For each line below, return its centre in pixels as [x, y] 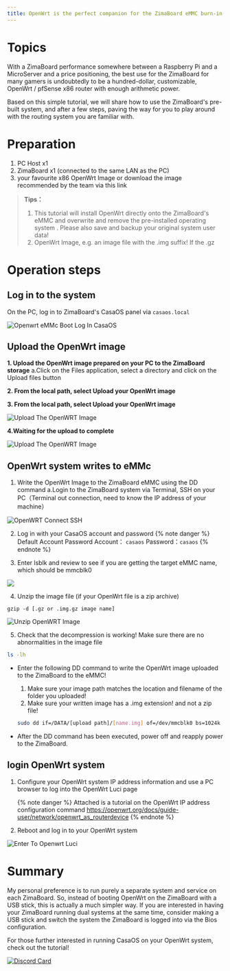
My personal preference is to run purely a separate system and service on [112, 890]
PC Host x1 [32, 163]
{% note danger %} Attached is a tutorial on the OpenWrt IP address [114, 802]
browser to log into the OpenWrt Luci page [77, 789]
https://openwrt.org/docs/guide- [133, 810]
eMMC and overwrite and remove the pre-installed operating [120, 220]
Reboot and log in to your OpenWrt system [77, 830]
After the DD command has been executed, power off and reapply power [120, 736]
